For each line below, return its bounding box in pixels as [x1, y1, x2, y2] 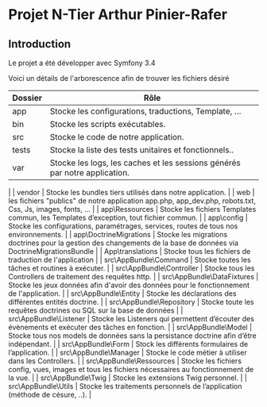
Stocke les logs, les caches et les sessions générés [49, 157, 241, 168]
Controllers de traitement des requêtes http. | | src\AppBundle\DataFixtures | [8, 272, 259, 281]
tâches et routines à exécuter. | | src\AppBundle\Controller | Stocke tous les [8, 263, 255, 273]
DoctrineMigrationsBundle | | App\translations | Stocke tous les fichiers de [8, 247, 251, 255]
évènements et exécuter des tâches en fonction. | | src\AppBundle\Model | [8, 323, 253, 332]
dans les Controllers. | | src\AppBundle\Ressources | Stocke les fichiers [8, 356, 242, 366]
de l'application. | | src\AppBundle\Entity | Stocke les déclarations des [8, 289, 237, 298]
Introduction [8, 37, 72, 51]
